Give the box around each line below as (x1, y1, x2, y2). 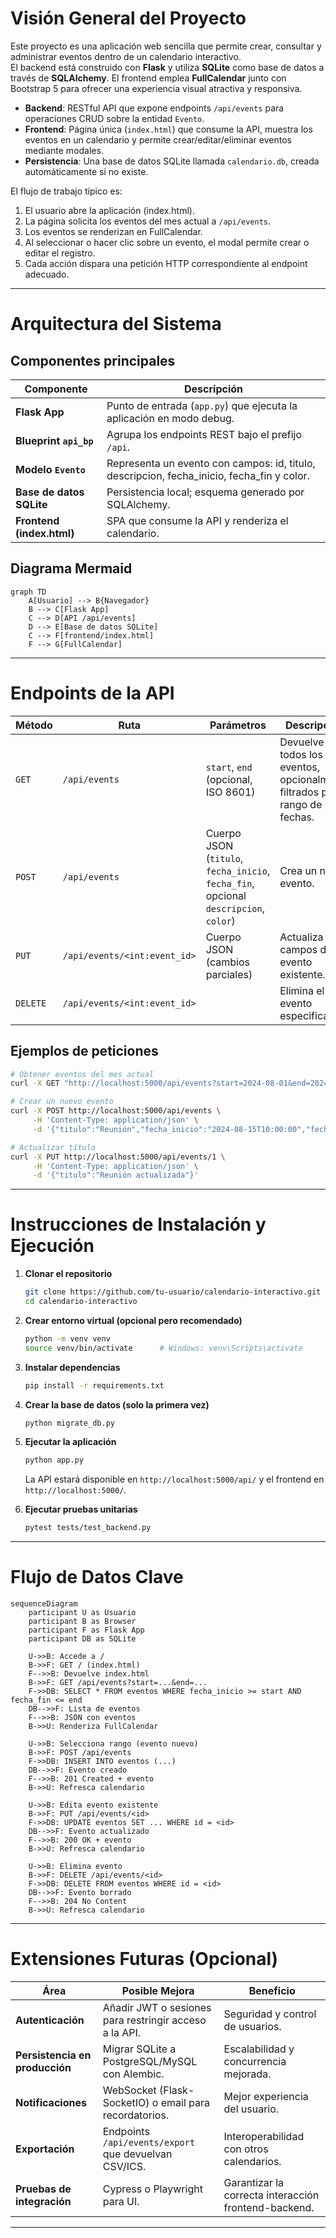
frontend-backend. (223, 2201, 315, 2215)
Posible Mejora (121, 1984, 195, 1998)
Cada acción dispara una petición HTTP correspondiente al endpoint (24, 257, 308, 269)
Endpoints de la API (10, 682, 175, 704)
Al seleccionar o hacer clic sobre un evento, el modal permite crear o (24, 236, 310, 248)
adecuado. (24, 268, 70, 280)
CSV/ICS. (102, 2160, 147, 2174)
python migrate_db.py (24, 1418, 115, 1428)
